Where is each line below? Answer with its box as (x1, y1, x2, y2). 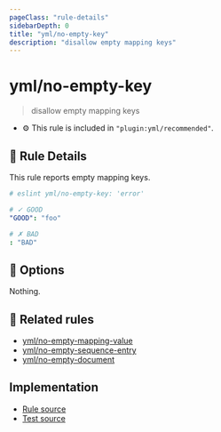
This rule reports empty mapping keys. (9, 172, 151, 182)
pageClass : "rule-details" (9, 12, 109, 22)
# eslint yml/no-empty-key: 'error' (9, 189, 145, 198)
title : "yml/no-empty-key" (9, 29, 109, 38)
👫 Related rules (9, 312, 95, 327)
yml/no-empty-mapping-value (21, 335, 133, 346)
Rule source (21, 404, 67, 414)
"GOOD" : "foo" (9, 213, 62, 222)
